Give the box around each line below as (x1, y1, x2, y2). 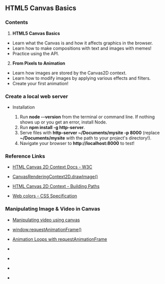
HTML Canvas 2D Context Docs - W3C (12, 164, 92, 170)
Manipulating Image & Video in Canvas (5, 205, 100, 212)
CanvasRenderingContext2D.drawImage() (12, 174, 98, 180)
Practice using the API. (12, 50, 60, 56)
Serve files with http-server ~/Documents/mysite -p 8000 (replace (19, 130, 160, 136)
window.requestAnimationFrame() (12, 226, 82, 232)
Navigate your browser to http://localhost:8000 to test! (19, 140, 135, 146)
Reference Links (5, 152, 46, 159)
